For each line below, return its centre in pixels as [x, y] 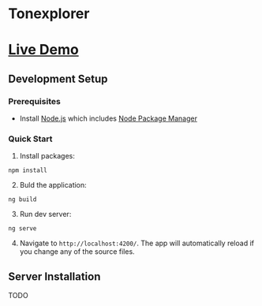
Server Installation [54, 276]
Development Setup [58, 78]
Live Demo [43, 50]
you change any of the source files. [77, 252]
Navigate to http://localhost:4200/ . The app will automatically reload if [137, 243]
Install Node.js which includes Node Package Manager [108, 118]
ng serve [22, 229]
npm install [28, 170]
